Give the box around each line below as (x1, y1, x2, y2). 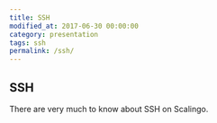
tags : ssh (9, 38, 47, 48)
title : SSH (9, 13, 50, 22)
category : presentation (9, 30, 99, 39)
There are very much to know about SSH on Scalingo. (9, 103, 209, 114)
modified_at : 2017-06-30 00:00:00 (9, 22, 140, 31)
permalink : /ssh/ (9, 47, 75, 56)
